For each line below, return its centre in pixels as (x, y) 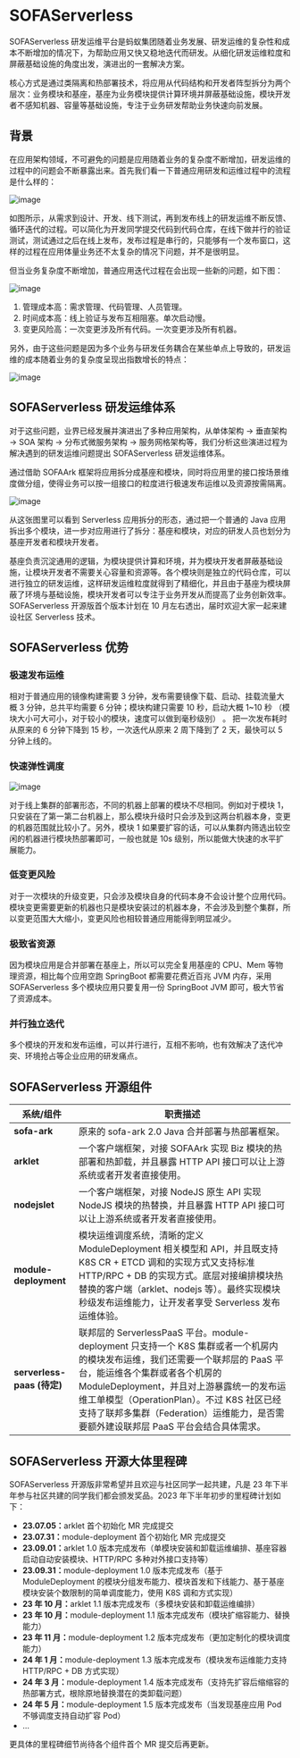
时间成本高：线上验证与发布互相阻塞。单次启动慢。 (116, 317)
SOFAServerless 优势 (69, 648)
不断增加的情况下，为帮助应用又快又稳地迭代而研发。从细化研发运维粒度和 (154, 52)
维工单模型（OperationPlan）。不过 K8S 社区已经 (180, 1400)
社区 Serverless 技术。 (58, 617)
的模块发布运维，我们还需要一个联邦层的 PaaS (175, 1359)
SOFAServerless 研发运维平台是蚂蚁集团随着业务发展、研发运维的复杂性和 (146, 41)
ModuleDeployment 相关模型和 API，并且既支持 (179, 1249)
